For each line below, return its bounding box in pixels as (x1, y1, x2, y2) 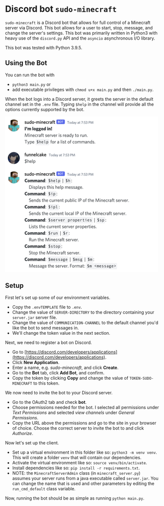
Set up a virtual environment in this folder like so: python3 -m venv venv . (12, 449, 158, 455)
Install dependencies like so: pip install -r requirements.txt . (12, 465, 141, 471)
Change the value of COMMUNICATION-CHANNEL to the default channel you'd (12, 320, 158, 325)
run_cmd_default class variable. (12, 485, 76, 491)
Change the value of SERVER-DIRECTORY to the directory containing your (12, 309, 155, 315)
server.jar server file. (12, 314, 57, 320)
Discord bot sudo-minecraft (5, 3, 117, 15)
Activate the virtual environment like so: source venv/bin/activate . (12, 460, 147, 465)
